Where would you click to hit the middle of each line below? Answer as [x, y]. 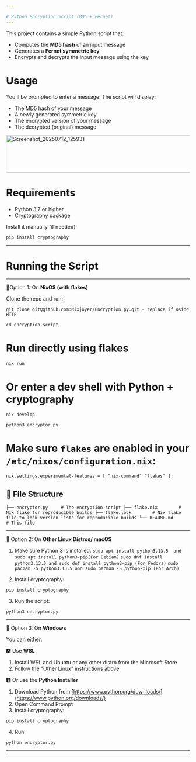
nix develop [20, 415]
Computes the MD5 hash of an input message [70, 44]
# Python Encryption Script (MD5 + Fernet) [60, 16]
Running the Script [52, 266]
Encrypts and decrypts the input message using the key [81, 57]
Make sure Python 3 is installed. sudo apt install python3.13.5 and [98, 551]
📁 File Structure [35, 494]
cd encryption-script [32, 325]
